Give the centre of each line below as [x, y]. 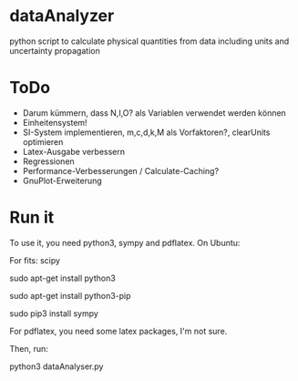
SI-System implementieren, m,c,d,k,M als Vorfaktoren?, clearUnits [146, 132]
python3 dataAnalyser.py [57, 366]
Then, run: [29, 348]
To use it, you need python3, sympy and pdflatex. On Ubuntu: [125, 242]
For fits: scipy [35, 260]
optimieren [43, 141]
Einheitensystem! [55, 122]
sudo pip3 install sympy [54, 313]
